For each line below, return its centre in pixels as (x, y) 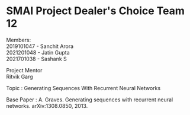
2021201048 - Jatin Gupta (38, 52)
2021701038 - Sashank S (36, 59)
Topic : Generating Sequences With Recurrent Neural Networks (83, 88)
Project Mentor (24, 70)
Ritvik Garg (20, 76)
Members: (19, 40)
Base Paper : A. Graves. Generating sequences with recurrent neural (90, 100)
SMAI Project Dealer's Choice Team (96, 11)
